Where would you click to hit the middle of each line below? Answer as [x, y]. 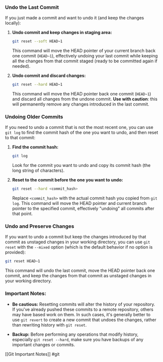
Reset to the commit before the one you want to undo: [67, 180]
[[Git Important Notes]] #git [32, 354]
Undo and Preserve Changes [40, 226]
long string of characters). [38, 171]
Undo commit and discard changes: [49, 76]
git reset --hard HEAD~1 [37, 85]
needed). [21, 66]
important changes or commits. [44, 344]
